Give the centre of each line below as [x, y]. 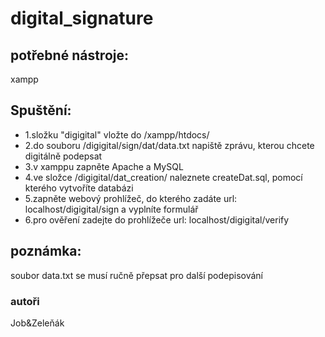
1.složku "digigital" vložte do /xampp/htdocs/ [117, 134]
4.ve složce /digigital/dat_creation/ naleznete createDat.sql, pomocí [163, 177]
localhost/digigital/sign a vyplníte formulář [111, 209]
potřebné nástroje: [69, 55]
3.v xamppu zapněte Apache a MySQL [104, 166]
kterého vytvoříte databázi [79, 188]
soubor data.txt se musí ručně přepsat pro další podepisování [136, 275]
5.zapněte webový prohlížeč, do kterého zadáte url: [131, 198]
